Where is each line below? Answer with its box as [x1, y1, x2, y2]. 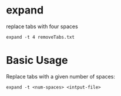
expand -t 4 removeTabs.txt [6, 34, 75, 40]
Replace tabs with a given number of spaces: [6, 73, 116, 80]
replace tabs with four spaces [6, 23, 78, 30]
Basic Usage [6, 54, 68, 67]
